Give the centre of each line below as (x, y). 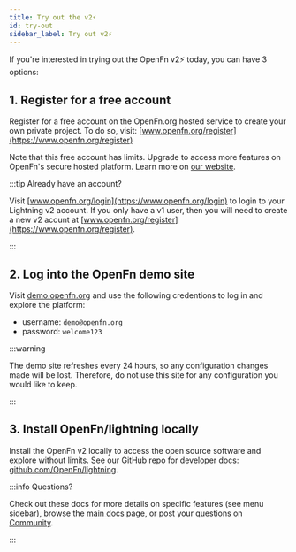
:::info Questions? (41, 487)
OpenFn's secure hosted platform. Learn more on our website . (122, 167)
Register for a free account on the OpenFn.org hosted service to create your (148, 121)
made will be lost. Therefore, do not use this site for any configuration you (144, 375)
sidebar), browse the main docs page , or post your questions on (126, 513)
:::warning (27, 349)
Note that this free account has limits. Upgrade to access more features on (145, 157)
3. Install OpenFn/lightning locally (104, 429)
